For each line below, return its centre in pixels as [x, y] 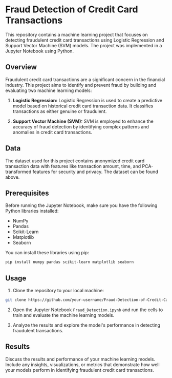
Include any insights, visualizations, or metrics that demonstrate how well [82, 364]
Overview [21, 67]
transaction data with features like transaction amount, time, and [73, 166]
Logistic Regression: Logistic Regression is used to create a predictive [88, 100]
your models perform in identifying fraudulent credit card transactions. [80, 370]
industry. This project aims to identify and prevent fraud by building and [81, 85]
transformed [18, 172]
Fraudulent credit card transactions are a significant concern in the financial [85, 79]
